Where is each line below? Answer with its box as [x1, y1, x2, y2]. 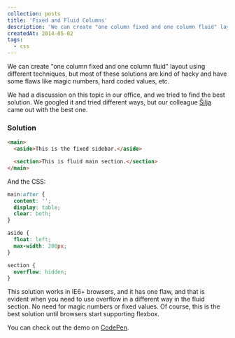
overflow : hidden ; [13, 268, 68, 276]
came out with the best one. [7, 106, 88, 114]
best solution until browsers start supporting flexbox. [7, 310, 159, 318]
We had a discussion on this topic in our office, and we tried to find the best [7, 90, 225, 99]
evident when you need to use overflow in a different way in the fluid [7, 295, 205, 304]
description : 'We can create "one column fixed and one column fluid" [7, 23, 218, 30]
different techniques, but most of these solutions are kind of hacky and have [7, 69, 227, 78]
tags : [7, 36, 23, 43]
